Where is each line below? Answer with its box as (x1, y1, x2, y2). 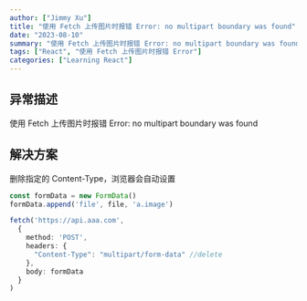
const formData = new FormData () (9, 191, 137, 201)
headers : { (26, 242, 68, 251)
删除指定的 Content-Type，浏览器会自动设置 (9, 172, 176, 183)
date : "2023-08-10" (9, 30, 84, 39)
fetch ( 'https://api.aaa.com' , (9, 216, 125, 225)
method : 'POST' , (26, 234, 89, 243)
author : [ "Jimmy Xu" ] (9, 13, 92, 23)
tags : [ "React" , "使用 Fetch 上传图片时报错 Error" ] (9, 47, 203, 57)
